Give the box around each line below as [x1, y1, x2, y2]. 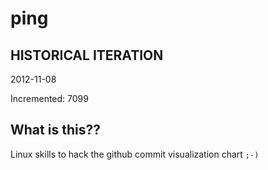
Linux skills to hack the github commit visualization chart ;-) [10, 148, 260, 160]
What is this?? [10, 122, 101, 139]
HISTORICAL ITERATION [10, 47, 164, 64]
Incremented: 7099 [10, 93, 89, 104]
